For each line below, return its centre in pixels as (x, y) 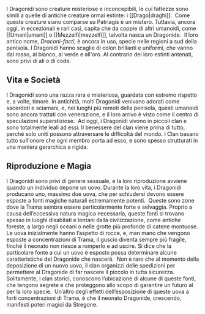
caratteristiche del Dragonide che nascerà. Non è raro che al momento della (103, 259)
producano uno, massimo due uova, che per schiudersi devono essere (95, 194)
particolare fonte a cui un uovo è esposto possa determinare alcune (92, 252)
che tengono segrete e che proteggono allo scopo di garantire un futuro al (100, 285)
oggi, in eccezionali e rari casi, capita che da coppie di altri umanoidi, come (101, 28)
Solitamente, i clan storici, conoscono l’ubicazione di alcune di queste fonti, (101, 278)
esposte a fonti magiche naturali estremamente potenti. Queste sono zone (100, 200)
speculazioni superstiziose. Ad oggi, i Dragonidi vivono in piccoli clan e (97, 121)
